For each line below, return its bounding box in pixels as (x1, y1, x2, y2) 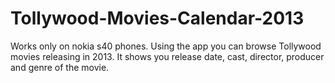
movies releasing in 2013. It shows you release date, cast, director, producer (10, 50, 325, 62)
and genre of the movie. (10, 61, 110, 73)
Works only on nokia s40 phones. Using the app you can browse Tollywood (10, 40, 322, 52)
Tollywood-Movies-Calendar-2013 (10, 7, 305, 30)
